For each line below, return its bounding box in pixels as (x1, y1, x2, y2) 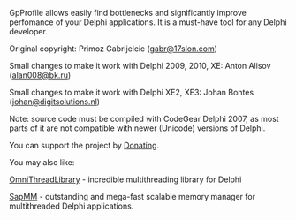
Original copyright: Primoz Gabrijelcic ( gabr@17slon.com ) (9, 43, 218, 54)
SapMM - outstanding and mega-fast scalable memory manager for (9, 192, 256, 201)
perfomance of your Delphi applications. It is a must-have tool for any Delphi (9, 17, 287, 27)
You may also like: (9, 157, 75, 167)
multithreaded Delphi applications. (9, 201, 134, 211)
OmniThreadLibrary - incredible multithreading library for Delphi (9, 174, 242, 185)
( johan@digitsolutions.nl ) (9, 96, 100, 107)
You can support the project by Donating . (9, 140, 160, 150)
